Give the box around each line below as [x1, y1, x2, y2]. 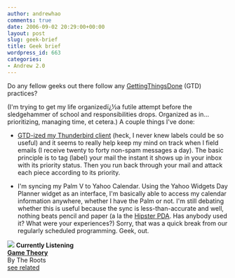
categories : [7, 56, 42, 63]
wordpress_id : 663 [7, 50, 61, 57]
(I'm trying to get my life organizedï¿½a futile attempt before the [7, 102, 193, 111]
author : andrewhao [7, 10, 61, 18]
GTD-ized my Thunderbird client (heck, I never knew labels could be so [17, 131, 224, 139]
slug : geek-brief [7, 36, 58, 43]
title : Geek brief [7, 43, 61, 50]
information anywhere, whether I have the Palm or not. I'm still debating [17, 197, 224, 205]
